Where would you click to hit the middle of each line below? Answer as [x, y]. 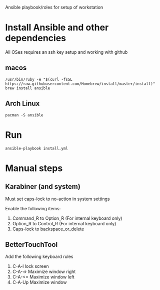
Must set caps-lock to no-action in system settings [57, 199]
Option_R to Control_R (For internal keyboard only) [64, 223]
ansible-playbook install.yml [37, 148]
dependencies [36, 38]
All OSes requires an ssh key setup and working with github [66, 52]
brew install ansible [28, 88]
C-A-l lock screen [30, 266]
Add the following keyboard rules [39, 257]
